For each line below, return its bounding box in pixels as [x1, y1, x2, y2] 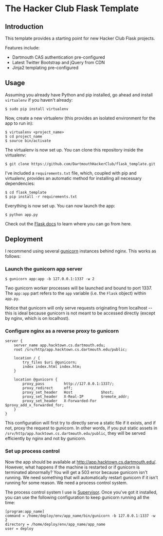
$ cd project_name [5, 134, 42, 139]
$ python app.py [5, 212, 38, 217]
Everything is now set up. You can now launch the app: [5, 202, 115, 208]
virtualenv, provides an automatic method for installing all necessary [5, 175, 142, 181]
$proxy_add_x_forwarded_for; [5, 403, 64, 408]
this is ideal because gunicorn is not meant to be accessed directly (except [5, 310, 156, 316]
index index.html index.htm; [22, 364, 82, 369]
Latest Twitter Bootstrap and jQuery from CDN [12, 60, 105, 65]
